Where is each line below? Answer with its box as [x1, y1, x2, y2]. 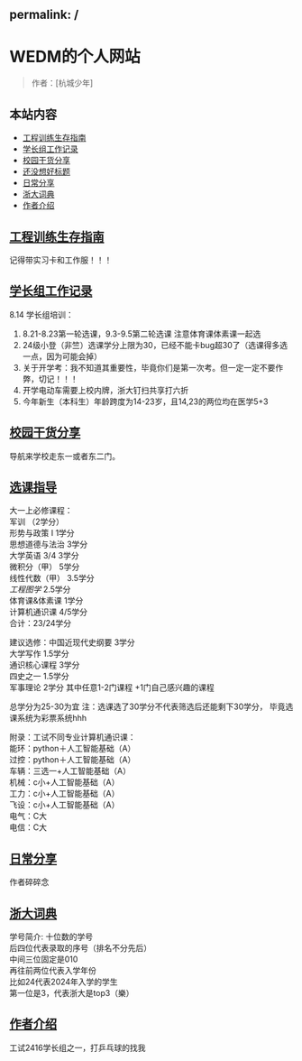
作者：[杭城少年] [31, 78, 94, 88]
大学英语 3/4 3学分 [9, 550, 79, 561]
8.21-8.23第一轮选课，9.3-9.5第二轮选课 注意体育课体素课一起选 [22, 328, 261, 339]
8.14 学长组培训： [9, 309, 74, 319]
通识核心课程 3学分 [9, 660, 80, 670]
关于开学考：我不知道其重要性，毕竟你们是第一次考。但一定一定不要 [22, 362, 276, 373]
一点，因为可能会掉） [22, 351, 102, 362]
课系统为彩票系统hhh [9, 713, 87, 724]
